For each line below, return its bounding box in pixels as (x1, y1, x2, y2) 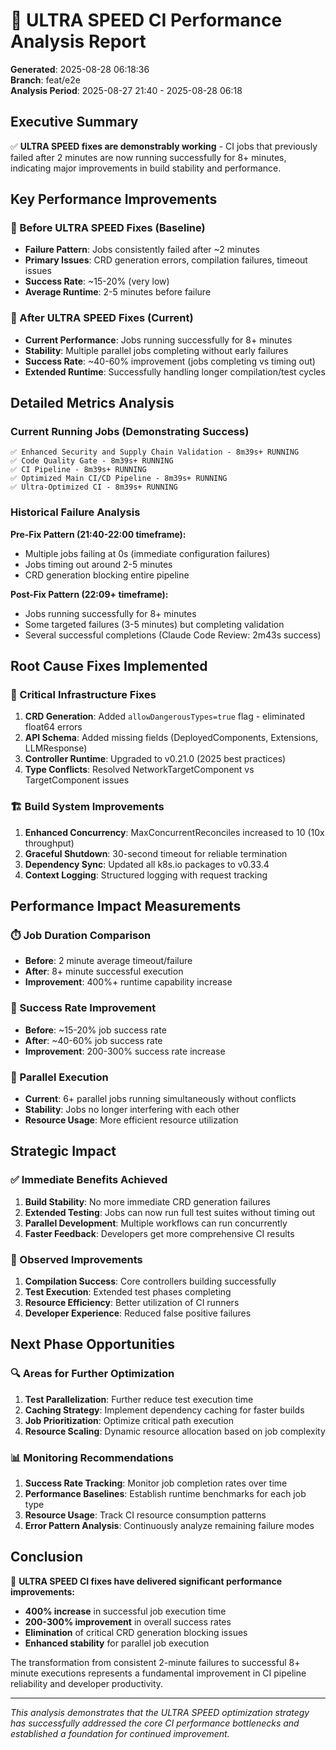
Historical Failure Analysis (10, 505, 141, 519)
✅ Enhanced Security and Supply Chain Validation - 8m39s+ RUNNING (10, 447, 300, 458)
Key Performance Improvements (10, 191, 218, 208)
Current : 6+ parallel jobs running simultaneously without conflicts (24, 1092, 297, 1104)
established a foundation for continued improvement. (10, 1727, 230, 1739)
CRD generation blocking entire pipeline (24, 569, 190, 581)
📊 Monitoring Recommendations (10, 1450, 174, 1464)
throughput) (24, 837, 75, 849)
